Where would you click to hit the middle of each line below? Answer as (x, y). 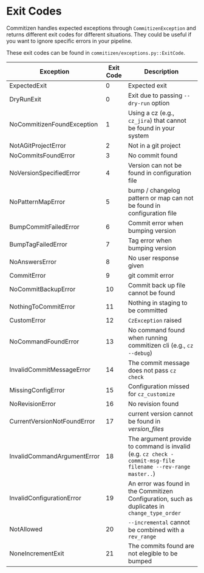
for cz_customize (151, 394)
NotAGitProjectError (38, 145)
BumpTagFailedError (39, 244)
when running (148, 337)
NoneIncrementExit (37, 553)
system (138, 136)
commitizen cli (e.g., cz (161, 345)
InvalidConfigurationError (46, 498)
